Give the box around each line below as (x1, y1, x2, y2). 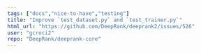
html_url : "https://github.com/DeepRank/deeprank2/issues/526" (7, 23, 195, 30)
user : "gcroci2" (7, 29, 54, 36)
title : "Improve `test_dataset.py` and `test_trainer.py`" (7, 17, 183, 23)
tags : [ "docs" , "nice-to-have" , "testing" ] (7, 10, 130, 17)
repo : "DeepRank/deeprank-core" (7, 36, 101, 43)
